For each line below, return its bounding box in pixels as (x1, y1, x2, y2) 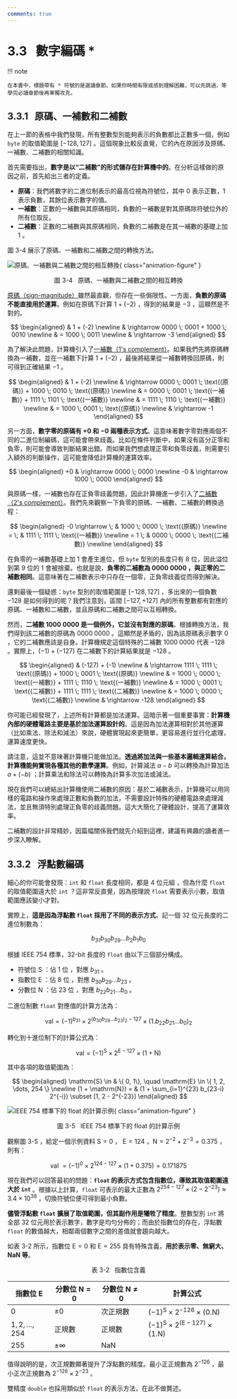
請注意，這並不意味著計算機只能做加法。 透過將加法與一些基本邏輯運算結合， (7, 752, 230, 761)
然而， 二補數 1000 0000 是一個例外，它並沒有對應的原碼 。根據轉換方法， (7, 620, 224, 629)
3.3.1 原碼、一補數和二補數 (7, 110, 128, 122)
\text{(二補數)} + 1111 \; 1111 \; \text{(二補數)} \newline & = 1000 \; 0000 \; (13, 687, 224, 696)
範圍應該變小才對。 (7, 896, 63, 905)
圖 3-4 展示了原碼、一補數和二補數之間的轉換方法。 (7, 246, 158, 254)
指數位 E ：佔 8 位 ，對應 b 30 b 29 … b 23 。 (17, 975, 135, 985)
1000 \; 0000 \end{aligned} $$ (73, 475, 164, 484)
